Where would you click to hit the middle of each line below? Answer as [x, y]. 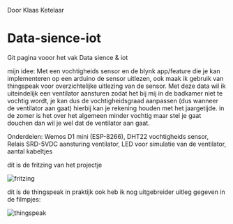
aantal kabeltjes [30, 151]
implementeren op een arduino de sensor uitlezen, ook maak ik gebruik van [115, 78]
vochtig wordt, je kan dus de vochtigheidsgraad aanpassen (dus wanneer [113, 100]
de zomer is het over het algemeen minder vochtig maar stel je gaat [104, 115]
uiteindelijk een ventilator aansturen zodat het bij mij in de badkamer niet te [115, 93]
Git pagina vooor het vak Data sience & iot [68, 57]
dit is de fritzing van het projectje [55, 165]
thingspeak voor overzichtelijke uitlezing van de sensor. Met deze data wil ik [116, 86]
